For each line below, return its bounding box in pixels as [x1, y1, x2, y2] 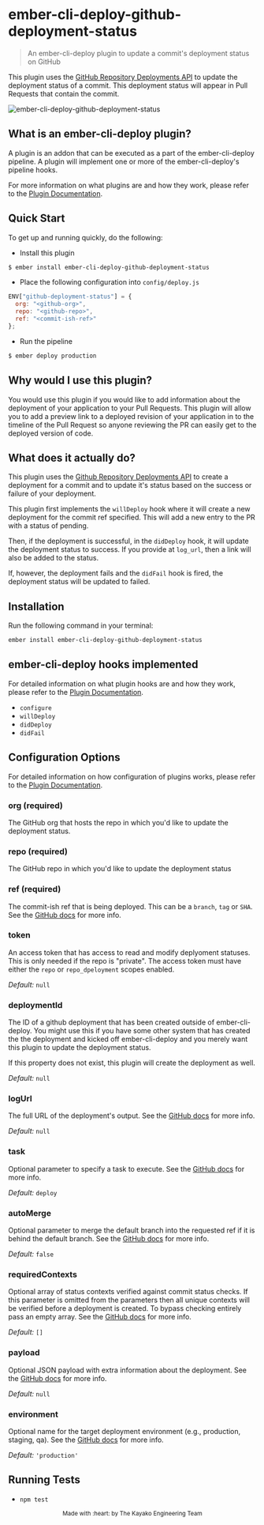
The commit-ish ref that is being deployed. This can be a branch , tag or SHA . [8, 901, 253, 911]
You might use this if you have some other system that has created [34, 1026, 251, 1036]
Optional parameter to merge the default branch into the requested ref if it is [8, 1225, 255, 1235]
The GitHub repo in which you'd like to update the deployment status [8, 864, 232, 874]
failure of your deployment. [8, 489, 97, 499]
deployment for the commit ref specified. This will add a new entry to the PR [8, 512, 256, 523]
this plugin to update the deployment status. [8, 1043, 151, 1052]
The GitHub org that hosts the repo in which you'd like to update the [8, 817, 229, 827]
